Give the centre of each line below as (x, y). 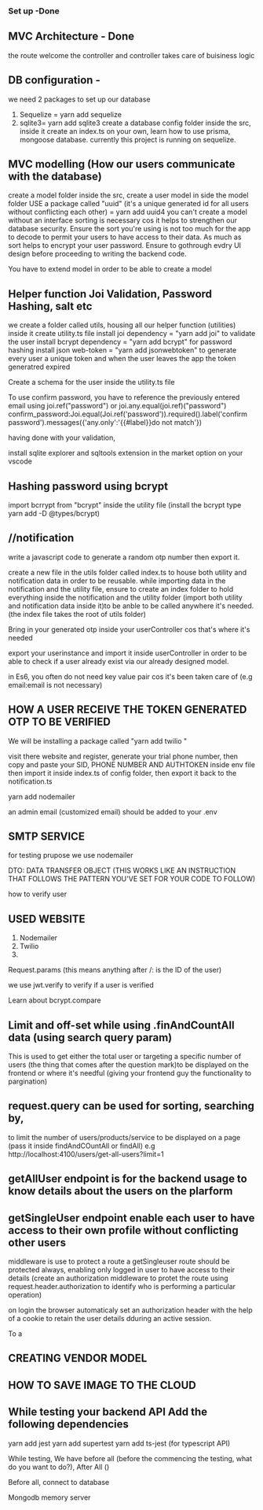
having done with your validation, (62, 437)
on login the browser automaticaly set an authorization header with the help (130, 1310)
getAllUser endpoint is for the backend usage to (128, 1179)
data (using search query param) (90, 1037)
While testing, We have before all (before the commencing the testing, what (130, 1458)
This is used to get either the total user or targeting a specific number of (125, 1057)
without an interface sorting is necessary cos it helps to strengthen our (123, 220)
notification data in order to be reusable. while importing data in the (117, 581)
